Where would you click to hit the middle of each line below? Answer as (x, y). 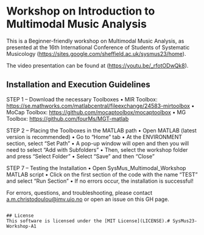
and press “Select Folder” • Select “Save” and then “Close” (81, 156)
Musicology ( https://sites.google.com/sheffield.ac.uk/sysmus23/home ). (96, 53)
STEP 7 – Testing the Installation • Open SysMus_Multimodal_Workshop (96, 168)
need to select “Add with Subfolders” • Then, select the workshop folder (97, 149)
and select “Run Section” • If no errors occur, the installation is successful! (100, 181)
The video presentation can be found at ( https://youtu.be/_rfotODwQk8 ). (97, 66)
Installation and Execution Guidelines (78, 85)
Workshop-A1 (21, 226)
